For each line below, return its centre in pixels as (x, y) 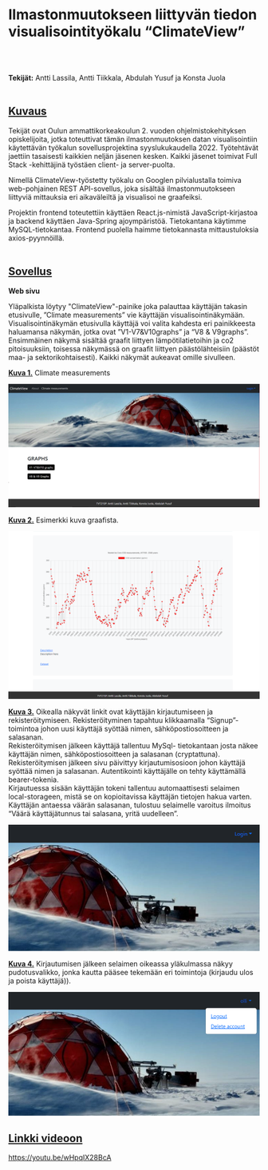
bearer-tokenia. (34, 779)
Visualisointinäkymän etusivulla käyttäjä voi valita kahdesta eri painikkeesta (132, 323)
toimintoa (24, 728)
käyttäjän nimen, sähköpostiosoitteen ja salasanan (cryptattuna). (114, 754)
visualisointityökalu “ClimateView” (127, 32)
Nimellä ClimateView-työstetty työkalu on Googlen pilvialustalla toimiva (125, 180)
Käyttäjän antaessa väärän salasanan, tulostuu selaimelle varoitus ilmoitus (130, 805)
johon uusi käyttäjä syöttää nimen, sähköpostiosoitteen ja (134, 728)
